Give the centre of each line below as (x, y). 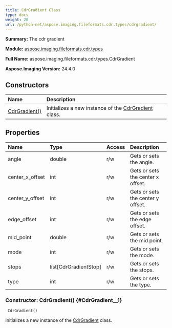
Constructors (27, 85)
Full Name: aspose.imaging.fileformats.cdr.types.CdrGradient (70, 59)
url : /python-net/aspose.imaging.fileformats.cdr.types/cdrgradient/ (81, 24)
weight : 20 (17, 20)
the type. (141, 284)
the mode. (142, 255)
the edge (141, 219)
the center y (144, 198)
